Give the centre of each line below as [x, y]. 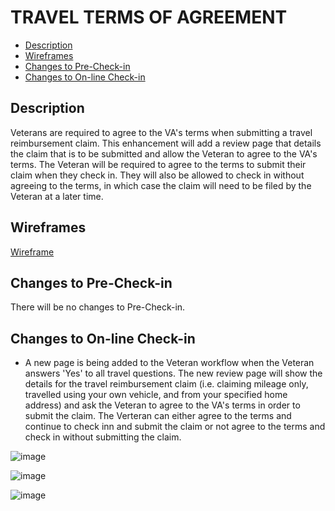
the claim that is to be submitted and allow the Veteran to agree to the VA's [164, 153]
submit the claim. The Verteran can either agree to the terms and [158, 416]
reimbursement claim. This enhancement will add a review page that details [166, 143]
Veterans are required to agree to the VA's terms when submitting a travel [161, 132]
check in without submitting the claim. [103, 437]
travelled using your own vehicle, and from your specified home [156, 395]
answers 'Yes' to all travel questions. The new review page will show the [173, 373]
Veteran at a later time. [57, 196]
